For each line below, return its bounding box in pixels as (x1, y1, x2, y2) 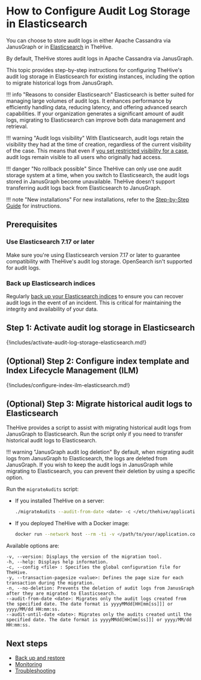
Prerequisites (6, 220, 58, 230)
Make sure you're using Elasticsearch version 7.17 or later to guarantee (6, 251, 181, 259)
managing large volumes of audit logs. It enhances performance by (6, 97, 172, 104)
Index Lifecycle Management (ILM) (6, 366, 139, 376)
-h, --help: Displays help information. (6, 559, 109, 565)
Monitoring (14, 660, 42, 667)
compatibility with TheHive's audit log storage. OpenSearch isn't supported (6, 257, 193, 265)
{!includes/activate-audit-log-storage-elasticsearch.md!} (6, 338, 147, 346)
